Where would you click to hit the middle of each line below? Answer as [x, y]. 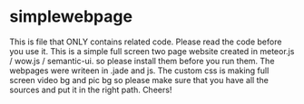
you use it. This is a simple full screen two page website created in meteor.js [152, 51]
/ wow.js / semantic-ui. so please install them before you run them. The [142, 61]
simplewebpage [71, 17]
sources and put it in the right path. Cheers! [91, 90]
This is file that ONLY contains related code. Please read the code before [146, 42]
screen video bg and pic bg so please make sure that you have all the [139, 80]
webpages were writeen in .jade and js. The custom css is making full [139, 71]
